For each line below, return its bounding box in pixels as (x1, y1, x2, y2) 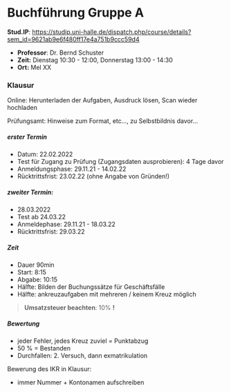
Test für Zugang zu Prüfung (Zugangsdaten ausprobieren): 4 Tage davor (17, 158, 224, 166)
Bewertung (7, 319, 40, 328)
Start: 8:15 (17, 268, 47, 277)
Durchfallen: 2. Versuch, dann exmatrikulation (17, 351, 148, 360)
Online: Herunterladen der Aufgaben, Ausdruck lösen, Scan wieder (7, 96, 198, 104)
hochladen (7, 104, 38, 112)
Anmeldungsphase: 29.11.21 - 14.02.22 (17, 165, 127, 174)
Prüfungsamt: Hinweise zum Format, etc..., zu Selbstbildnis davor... (7, 117, 198, 125)
